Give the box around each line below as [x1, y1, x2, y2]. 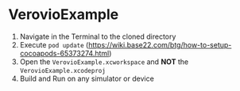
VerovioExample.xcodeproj [19, 66, 106, 74]
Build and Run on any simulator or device [19, 74, 155, 83]
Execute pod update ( [19, 40, 89, 49]
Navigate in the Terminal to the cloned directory [19, 32, 176, 41]
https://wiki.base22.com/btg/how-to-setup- [88, 40, 232, 49]
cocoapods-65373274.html [19, 48, 110, 58]
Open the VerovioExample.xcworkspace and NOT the [19, 57, 189, 66]
